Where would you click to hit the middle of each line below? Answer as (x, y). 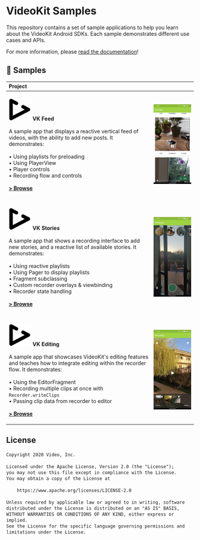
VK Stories (46, 228)
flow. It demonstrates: (35, 369)
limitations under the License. (46, 532)
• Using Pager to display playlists (49, 272)
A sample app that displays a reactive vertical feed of (74, 131)
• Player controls (29, 169)
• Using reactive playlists (39, 266)
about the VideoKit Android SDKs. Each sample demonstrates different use (98, 33)
